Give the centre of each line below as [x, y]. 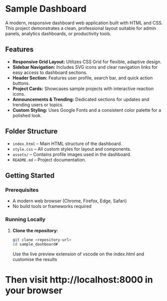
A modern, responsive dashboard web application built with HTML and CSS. [84, 23]
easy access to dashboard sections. [50, 72]
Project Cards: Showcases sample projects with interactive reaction [83, 89]
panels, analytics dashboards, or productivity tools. [58, 33]
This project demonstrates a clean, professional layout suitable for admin [81, 28]
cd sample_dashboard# [35, 244]
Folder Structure [31, 131]
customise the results [35, 260]
